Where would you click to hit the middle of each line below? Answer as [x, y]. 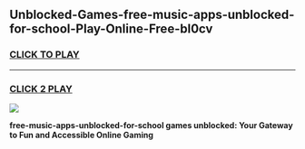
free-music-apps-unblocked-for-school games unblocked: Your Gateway [151, 125]
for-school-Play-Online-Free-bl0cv [111, 29]
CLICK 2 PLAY [41, 88]
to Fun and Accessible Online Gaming [82, 135]
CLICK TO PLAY [44, 55]
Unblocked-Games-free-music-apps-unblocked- [152, 15]
